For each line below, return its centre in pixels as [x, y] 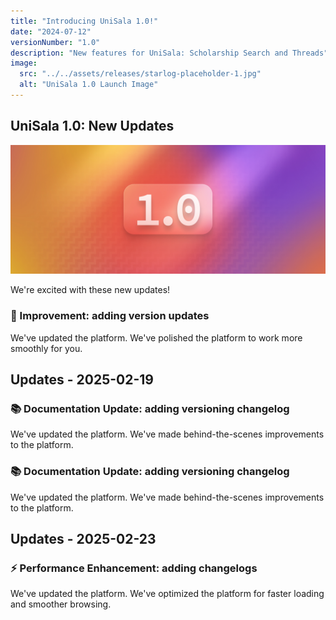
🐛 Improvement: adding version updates [110, 316]
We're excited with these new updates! [90, 290]
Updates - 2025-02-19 [82, 380]
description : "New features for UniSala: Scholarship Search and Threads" [169, 53]
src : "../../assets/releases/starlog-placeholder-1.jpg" [140, 74]
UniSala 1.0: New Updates [92, 126]
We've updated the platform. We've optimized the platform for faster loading [167, 594]
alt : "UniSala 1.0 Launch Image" [89, 85]
